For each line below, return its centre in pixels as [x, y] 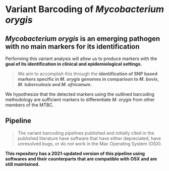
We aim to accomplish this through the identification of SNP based [88, 74]
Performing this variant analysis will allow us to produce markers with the [81, 59]
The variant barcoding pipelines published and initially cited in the [86, 133]
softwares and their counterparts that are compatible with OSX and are [81, 159]
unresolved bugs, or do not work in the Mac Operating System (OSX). [90, 144]
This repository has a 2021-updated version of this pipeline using [75, 153]
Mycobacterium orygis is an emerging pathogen [83, 39]
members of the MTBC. [30, 105]
